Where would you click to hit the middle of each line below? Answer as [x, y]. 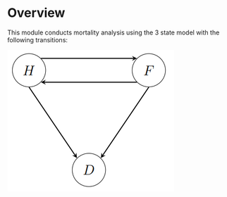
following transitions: [38, 39]
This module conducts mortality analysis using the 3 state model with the [114, 32]
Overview [36, 13]
